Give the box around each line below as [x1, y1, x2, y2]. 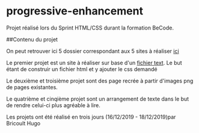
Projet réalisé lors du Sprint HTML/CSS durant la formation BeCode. [6, 24, 174, 31]
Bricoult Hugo [6, 119, 41, 127]
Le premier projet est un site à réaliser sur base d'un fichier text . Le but [6, 59, 182, 66]
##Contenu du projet [6, 36, 58, 43]
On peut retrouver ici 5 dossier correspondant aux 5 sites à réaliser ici [6, 47, 179, 55]
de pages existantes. [6, 83, 58, 91]
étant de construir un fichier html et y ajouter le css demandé [6, 65, 158, 73]
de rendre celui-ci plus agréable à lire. [6, 101, 100, 109]
